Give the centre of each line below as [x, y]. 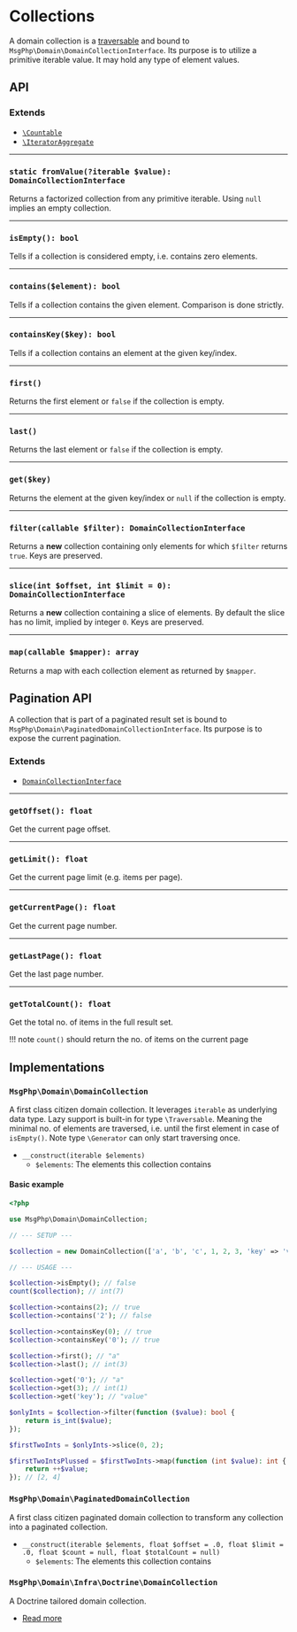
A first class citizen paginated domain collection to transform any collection [146, 1517]
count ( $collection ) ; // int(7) [67, 1292]
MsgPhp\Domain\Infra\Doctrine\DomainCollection [114, 1583]
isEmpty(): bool [44, 238]
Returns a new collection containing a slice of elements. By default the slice [147, 613]
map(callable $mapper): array [74, 652]
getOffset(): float [51, 811]
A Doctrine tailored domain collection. [78, 1601]
